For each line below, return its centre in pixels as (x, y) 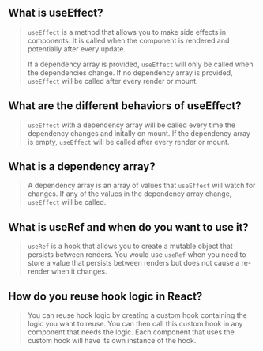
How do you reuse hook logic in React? (105, 296)
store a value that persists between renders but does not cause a (133, 263)
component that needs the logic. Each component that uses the (131, 332)
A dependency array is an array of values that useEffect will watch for (141, 186)
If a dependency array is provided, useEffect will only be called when (140, 64)
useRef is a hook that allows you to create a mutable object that (130, 246)
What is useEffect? (56, 13)
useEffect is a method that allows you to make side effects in (127, 32)
